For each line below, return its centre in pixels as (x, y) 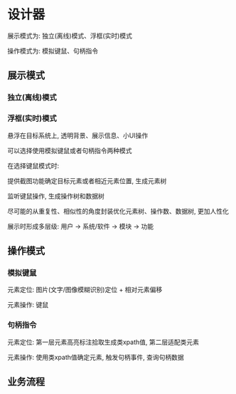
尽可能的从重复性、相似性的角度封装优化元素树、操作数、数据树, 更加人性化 (118, 211)
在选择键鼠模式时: (33, 165)
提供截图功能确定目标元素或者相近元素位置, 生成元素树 (87, 181)
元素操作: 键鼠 (28, 305)
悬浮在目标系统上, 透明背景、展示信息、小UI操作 (78, 135)
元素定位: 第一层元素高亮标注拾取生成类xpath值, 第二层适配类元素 (103, 342)
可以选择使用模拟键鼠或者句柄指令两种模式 (70, 150)
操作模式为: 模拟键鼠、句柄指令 (53, 51)
